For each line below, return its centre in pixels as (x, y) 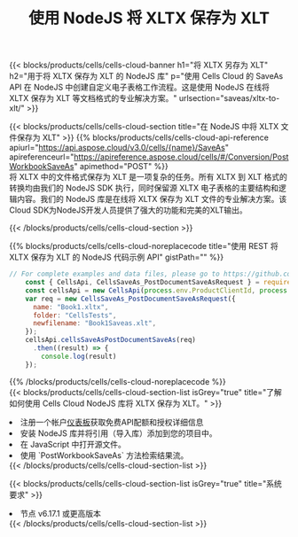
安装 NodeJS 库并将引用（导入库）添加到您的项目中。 (119, 433)
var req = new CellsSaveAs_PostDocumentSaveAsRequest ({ (131, 299)
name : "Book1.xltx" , (71, 307)
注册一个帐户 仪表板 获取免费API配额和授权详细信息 (112, 422)
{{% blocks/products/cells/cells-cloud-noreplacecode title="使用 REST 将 (144, 246)
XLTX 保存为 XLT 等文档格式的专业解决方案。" (93, 98)
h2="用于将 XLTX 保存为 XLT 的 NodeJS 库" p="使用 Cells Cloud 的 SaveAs (146, 76)
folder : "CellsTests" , (74, 315)
